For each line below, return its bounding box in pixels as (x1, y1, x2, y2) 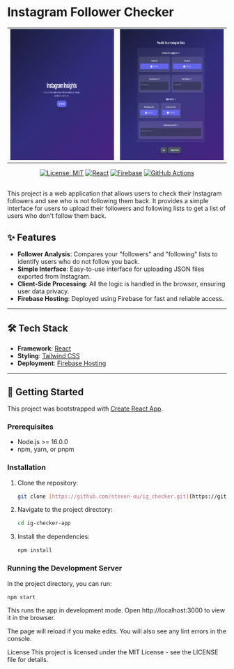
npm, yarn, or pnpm (17, 445, 75, 454)
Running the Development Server (7, 564, 123, 573)
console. (7, 635, 33, 643)
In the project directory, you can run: (7, 579, 112, 587)
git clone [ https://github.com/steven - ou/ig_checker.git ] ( (17, 493, 193, 500)
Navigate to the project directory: (17, 506, 113, 514)
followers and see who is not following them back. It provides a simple (7, 196, 209, 205)
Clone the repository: (17, 478, 79, 487)
